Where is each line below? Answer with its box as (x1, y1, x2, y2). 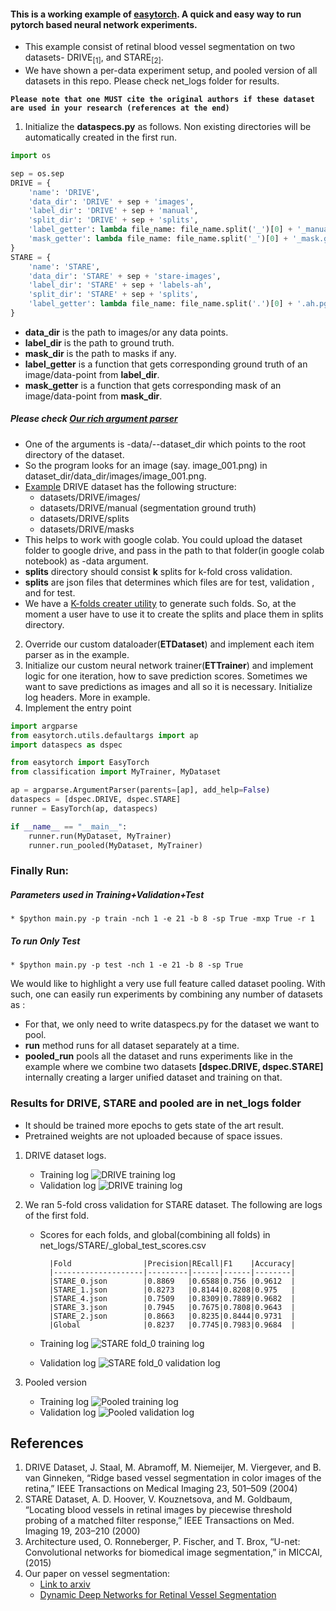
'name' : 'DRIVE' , (28, 187, 101, 197)
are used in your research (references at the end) (10, 103, 230, 113)
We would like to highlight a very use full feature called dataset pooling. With (10, 978, 326, 990)
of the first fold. (24, 1209, 90, 1221)
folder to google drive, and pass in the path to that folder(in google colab (24, 544, 325, 556)
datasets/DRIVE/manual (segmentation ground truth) (39, 501, 257, 514)
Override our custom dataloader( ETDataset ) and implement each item (24, 638, 315, 650)
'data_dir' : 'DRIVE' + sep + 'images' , (28, 196, 195, 207)
